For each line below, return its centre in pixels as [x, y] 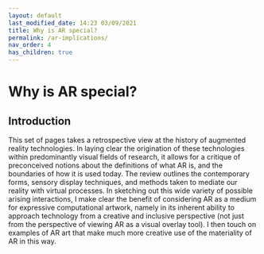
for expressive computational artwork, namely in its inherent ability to [121, 208]
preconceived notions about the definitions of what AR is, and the [116, 165]
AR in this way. [33, 241]
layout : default [35, 15]
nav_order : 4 [30, 45]
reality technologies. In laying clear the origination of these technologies [126, 148]
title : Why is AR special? [53, 30]
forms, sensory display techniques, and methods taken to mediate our [123, 182]
